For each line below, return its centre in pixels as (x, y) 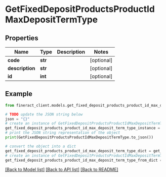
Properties (22, 38)
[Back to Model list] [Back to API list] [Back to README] (62, 170)
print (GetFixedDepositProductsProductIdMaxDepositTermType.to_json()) (79, 137)
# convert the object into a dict (41, 146)
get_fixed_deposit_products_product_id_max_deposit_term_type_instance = (83, 128)
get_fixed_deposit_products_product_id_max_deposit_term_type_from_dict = (84, 160)
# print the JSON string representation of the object (63, 133)
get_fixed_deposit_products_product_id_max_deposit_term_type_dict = (78, 151)
